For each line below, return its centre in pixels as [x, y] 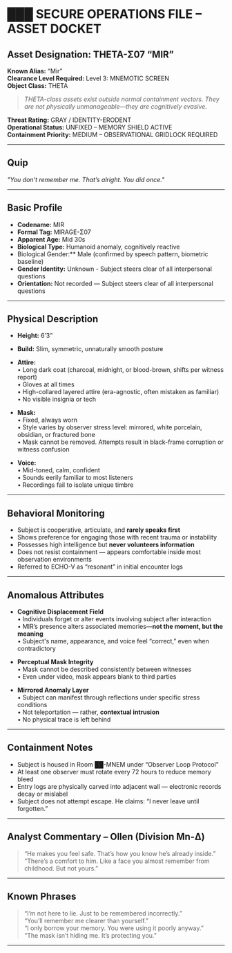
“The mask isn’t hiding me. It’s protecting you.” [90, 935]
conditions [32, 705]
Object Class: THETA [38, 86]
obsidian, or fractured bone [56, 435]
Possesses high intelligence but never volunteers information [106, 545]
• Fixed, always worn [47, 420]
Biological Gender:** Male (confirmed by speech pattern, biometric [113, 254]
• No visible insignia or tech [57, 399]
